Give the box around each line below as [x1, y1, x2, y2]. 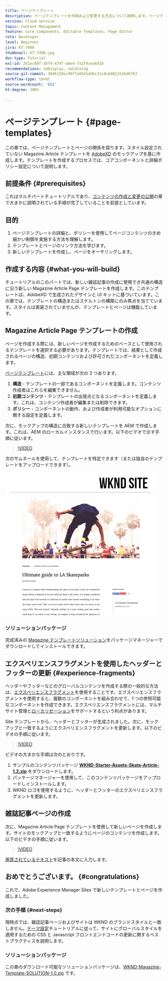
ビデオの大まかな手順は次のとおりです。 [5, 751, 88, 757]
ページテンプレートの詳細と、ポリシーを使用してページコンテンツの [12, 230, 152, 236]
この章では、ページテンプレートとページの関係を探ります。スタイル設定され [5, 144, 162, 150]
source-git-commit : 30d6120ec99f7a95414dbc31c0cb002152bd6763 [5, 72, 137, 77]
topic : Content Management [5, 24, 61, 29]
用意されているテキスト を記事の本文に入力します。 [5, 856, 110, 862]
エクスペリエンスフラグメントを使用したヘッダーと [5, 659, 162, 668]
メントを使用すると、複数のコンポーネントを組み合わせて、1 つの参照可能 [9, 695, 161, 701]
